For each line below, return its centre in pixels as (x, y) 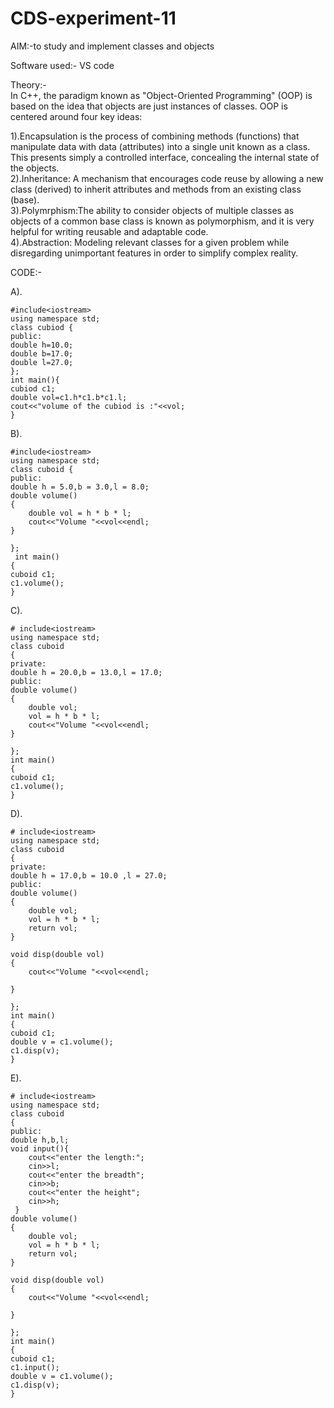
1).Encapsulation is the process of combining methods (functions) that (155, 136)
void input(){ (40, 1148)
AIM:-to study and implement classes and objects (112, 46)
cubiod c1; (33, 388)
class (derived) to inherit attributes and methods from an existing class (156, 189)
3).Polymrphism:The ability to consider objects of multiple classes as (152, 210)
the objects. (35, 168)
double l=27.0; (42, 362)
